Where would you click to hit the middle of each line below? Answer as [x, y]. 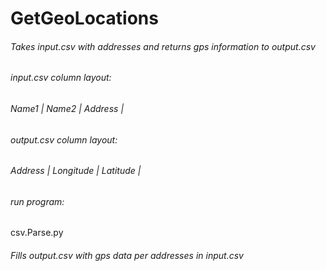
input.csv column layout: [61, 78]
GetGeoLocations [84, 18]
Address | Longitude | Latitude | [76, 171]
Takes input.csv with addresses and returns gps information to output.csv [163, 46]
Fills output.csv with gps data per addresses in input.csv [127, 256]
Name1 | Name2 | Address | [67, 108]
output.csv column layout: [64, 139]
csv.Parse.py [37, 233]
